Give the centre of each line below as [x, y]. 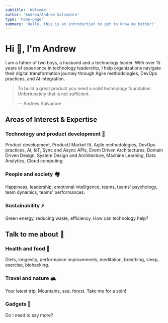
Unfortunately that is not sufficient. [54, 94]
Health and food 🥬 [28, 249]
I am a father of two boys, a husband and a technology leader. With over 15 [83, 63]
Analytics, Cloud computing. [34, 160]
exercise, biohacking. [27, 265]
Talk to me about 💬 [35, 234]
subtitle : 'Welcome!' [28, 10]
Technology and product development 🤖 [55, 134]
